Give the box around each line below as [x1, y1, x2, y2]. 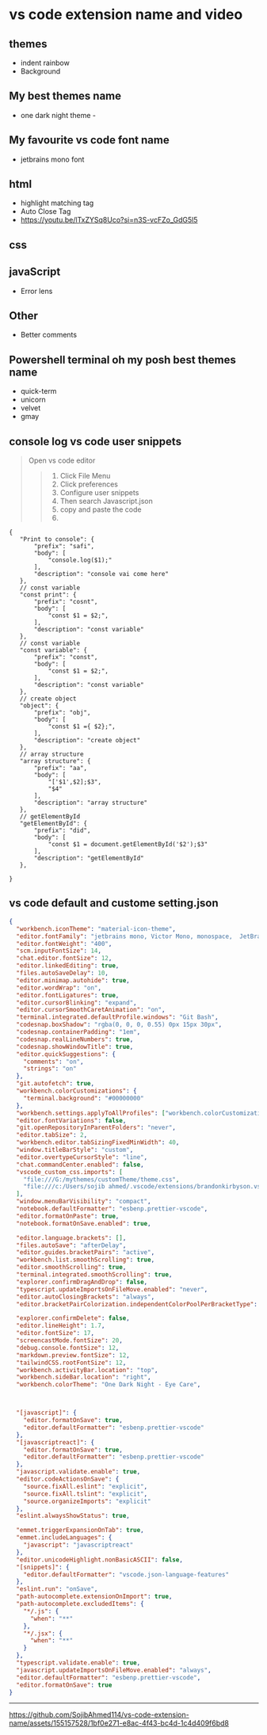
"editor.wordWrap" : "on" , [16, 984, 102, 992]
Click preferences [59, 479, 118, 489]
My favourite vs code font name [9, 133, 170, 147]
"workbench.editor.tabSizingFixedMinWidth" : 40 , [16, 1138, 180, 1146]
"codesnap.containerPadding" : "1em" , [16, 1028, 141, 1036]
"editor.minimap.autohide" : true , [16, 976, 130, 984]
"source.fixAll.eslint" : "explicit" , [23, 1482, 148, 1490]
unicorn [20, 395, 46, 405]
